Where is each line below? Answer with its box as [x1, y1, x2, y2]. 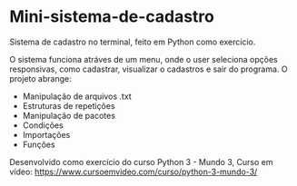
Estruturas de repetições [22, 100, 115, 111]
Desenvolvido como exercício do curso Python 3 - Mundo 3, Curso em [9, 156, 273, 167]
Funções [22, 139, 56, 150]
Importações [22, 129, 71, 140]
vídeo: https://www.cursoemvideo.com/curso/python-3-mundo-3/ [9, 166, 258, 177]
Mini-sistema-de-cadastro [9, 6, 215, 27]
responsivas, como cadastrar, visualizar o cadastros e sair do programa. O [9, 64, 288, 74]
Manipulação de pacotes [22, 110, 116, 121]
